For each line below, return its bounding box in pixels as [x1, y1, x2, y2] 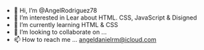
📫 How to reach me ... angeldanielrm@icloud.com [13, 36, 157, 43]
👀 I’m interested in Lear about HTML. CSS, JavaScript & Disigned [13, 14, 197, 22]
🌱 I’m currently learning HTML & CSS [13, 21, 118, 28]
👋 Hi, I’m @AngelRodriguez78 [13, 7, 98, 14]
